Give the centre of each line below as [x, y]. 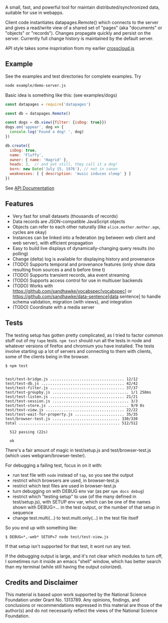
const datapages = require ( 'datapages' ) [48, 104]
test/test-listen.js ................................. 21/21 [71, 397]
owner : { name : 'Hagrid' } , [39, 160]
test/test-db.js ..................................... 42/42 [71, 383]
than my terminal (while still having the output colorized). [64, 567]
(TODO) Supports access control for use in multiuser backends [77, 280]
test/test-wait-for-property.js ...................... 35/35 [71, 414]
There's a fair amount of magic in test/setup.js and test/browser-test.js [78, 450]
